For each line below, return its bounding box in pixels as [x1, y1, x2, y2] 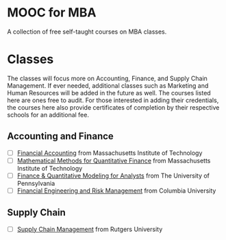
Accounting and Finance [7, 130, 114, 142]
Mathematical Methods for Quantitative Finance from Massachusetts [16, 156, 211, 165]
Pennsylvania [16, 179, 55, 187]
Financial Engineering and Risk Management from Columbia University [16, 187, 216, 195]
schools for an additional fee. [7, 110, 89, 119]
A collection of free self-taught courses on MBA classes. [7, 27, 167, 36]
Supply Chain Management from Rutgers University [16, 225, 163, 233]
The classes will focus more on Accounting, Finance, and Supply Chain [7, 74, 208, 82]
